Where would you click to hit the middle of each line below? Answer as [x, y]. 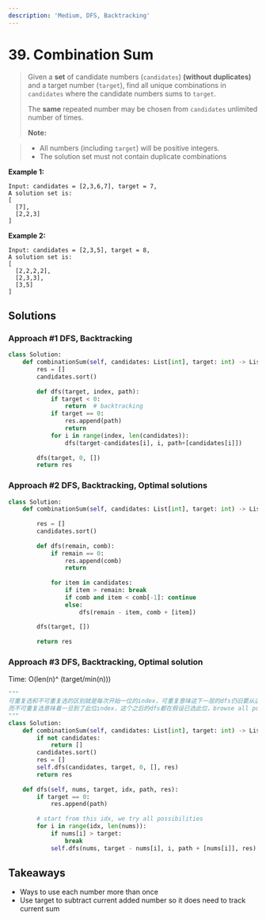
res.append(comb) [93, 561]
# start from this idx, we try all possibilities [120, 819]
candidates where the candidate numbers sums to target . [122, 93]
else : [74, 605]
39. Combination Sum [81, 54]
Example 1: [27, 172]
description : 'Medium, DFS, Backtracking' [79, 15]
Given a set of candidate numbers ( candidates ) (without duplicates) [139, 77]
